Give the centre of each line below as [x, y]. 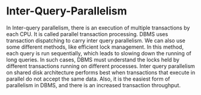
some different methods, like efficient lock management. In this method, [95, 47]
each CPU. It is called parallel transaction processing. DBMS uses [87, 34]
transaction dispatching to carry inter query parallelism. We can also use [96, 40]
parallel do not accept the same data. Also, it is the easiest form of [88, 79]
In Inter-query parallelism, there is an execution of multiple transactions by [98, 28]
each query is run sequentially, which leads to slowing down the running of [99, 53]
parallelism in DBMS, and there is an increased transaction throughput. [94, 85]
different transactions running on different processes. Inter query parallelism [100, 66]
